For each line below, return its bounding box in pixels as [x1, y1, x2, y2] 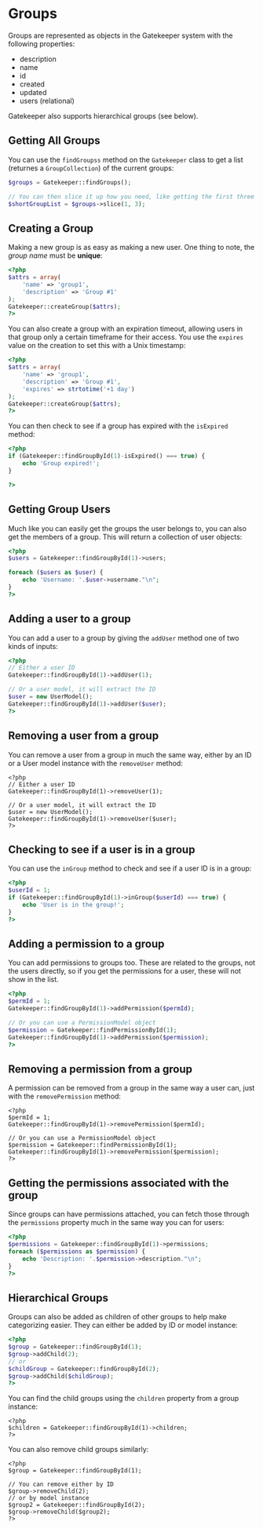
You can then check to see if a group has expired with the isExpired [8, 421, 228, 431]
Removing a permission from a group [8, 1062, 192, 1076]
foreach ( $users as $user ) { [8, 569, 104, 577]
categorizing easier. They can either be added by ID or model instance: [8, 1321, 238, 1330]
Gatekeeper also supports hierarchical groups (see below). [8, 111, 199, 120]
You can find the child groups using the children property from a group [8, 1394, 239, 1403]
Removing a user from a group [8, 729, 159, 742]
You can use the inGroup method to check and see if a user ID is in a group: [8, 863, 252, 873]
